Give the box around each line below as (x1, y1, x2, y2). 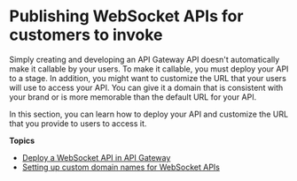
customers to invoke (9, 25, 163, 45)
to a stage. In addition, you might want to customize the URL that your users (9, 72, 286, 83)
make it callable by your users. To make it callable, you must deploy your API (9, 64, 289, 74)
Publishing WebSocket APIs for (9, 6, 244, 26)
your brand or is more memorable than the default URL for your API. (9, 91, 257, 102)
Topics (9, 135, 35, 146)
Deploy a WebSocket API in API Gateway (21, 152, 171, 162)
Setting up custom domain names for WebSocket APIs (21, 162, 220, 172)
